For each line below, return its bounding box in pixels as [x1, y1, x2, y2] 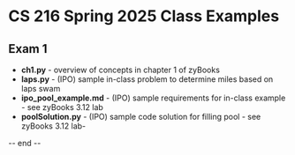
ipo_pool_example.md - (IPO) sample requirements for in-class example [20, 92, 286, 103]
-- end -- [8, 138, 42, 148]
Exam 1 [8, 41, 48, 56]
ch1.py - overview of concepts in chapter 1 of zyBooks [20, 64, 220, 75]
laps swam [20, 84, 61, 93]
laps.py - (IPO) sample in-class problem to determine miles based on [20, 74, 274, 85]
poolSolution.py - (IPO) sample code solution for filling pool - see [20, 112, 261, 122]
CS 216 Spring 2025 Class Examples [8, 6, 280, 26]
